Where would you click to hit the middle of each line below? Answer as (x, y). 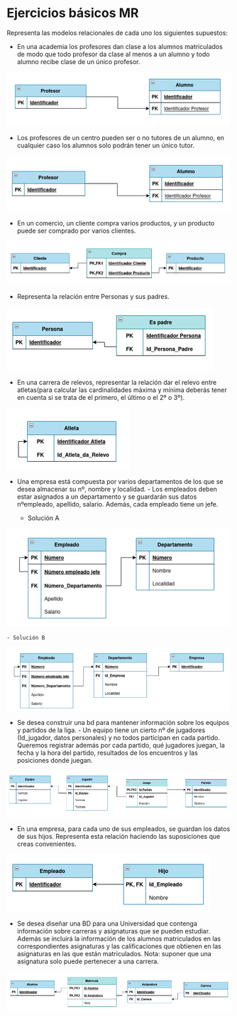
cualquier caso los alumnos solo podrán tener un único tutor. (106, 145)
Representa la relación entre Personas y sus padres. (93, 297)
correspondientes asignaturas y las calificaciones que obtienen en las (119, 946)
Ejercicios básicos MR (73, 13)
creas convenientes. (46, 844)
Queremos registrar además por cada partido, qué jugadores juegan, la (121, 746)
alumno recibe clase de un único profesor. (78, 61)
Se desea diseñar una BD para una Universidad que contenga (107, 924)
